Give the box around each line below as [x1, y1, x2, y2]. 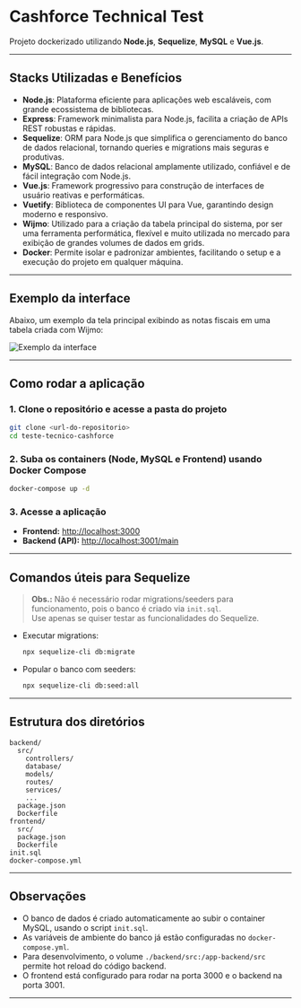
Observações [9, 889, 87, 904]
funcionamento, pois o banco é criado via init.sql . [30, 603, 222, 614]
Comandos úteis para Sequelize [9, 570, 191, 585]
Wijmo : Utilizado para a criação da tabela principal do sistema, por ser [21, 218, 283, 229]
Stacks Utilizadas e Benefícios [9, 70, 182, 86]
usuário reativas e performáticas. [21, 189, 145, 200]
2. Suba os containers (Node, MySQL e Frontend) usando [9, 452, 262, 465]
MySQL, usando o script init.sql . [21, 922, 149, 933]
